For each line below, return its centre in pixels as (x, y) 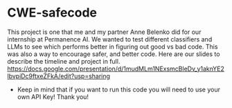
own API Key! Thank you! (53, 97)
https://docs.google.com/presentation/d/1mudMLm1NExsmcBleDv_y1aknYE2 (116, 69)
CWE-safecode (52, 13)
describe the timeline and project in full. (64, 61)
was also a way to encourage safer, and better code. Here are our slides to (114, 54)
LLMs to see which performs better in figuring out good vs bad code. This (113, 46)
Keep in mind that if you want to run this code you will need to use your (118, 89)
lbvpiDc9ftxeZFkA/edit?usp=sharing (59, 76)
